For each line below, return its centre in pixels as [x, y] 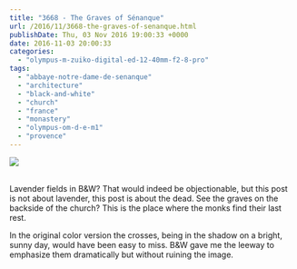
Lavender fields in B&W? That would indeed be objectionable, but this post [148, 188]
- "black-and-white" [56, 94]
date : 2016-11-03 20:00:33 [60, 43]
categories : [32, 52]
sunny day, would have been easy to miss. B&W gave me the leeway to [142, 244]
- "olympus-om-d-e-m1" [60, 128]
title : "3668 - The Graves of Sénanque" [87, 18]
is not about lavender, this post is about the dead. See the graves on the [144, 198]
